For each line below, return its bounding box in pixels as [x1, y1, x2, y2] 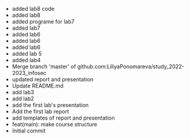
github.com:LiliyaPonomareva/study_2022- [77, 63, 185, 70]
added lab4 [11, 57, 41, 63]
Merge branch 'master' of [11, 63, 76, 70]
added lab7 [11, 24, 41, 31]
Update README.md [11, 82, 64, 89]
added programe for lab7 [11, 18, 74, 25]
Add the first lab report [11, 108, 70, 115]
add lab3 [11, 89, 34, 95]
